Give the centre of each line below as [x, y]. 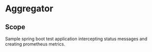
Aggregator [29, 9]
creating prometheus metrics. [35, 44]
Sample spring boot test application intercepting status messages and [76, 39]
